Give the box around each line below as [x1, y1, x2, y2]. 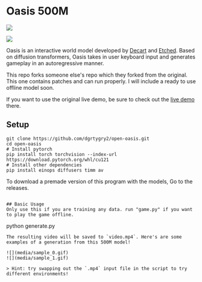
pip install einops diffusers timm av [6, 167, 104, 173]
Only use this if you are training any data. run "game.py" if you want [6, 206, 193, 212]
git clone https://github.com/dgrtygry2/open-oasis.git [6, 136, 150, 142]
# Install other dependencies [6, 161, 83, 168]
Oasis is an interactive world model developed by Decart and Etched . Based [6, 46, 195, 54]
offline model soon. [6, 84, 54, 91]
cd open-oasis [6, 140, 42, 147]
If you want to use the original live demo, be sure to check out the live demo [6, 95, 195, 103]
